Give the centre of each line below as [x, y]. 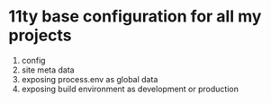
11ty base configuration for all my [135, 17]
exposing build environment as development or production [130, 89]
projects [41, 35]
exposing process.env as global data [90, 79]
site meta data [48, 70]
